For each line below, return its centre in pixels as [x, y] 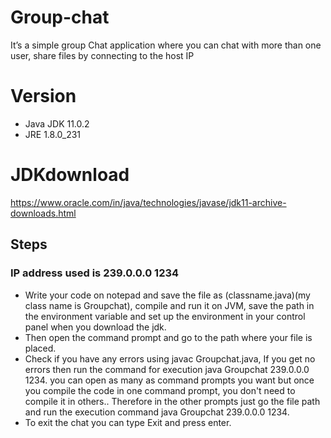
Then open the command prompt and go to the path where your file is [168, 337]
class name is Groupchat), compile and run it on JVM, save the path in [169, 305]
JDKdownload [70, 175]
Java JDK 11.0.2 [57, 123]
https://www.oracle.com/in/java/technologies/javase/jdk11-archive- [148, 202]
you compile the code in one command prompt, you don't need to [160, 390]
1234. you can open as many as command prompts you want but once [169, 380]
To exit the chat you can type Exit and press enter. [128, 422]
